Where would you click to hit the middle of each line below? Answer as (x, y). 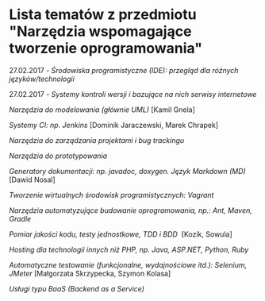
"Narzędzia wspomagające (100, 31)
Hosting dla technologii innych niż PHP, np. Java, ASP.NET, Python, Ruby (129, 249)
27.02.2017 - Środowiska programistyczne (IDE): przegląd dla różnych (124, 70)
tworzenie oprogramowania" (106, 48)
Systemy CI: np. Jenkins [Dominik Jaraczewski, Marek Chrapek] (114, 125)
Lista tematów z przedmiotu (103, 15)
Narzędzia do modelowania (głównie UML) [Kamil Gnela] (102, 110)
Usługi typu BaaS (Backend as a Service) (77, 288)
